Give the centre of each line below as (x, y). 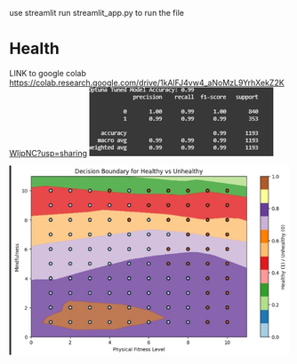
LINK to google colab (48, 73)
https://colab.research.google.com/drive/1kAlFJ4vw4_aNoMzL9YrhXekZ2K (147, 83)
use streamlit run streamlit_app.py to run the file (97, 13)
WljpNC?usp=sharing (48, 153)
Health (34, 49)
